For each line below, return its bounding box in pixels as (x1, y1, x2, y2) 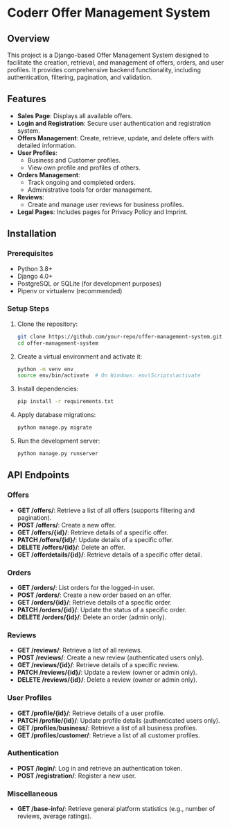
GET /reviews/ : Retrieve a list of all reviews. (17, 646, 143, 655)
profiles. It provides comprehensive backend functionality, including (7, 66, 201, 74)
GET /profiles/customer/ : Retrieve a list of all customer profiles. (17, 731, 200, 739)
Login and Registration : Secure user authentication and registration (17, 119, 211, 127)
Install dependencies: (17, 384, 79, 393)
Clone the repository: (17, 320, 78, 328)
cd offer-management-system (17, 339, 98, 347)
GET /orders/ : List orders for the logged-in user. (17, 583, 155, 591)
